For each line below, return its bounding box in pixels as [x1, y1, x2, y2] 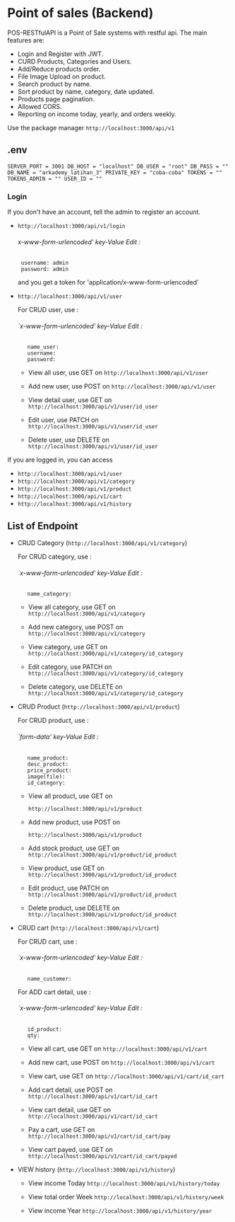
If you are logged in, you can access [7, 455, 113, 464]
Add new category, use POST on [28, 623, 123, 632]
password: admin [20, 265, 69, 273]
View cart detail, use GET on [28, 1106, 112, 1114]
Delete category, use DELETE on [28, 683, 123, 691]
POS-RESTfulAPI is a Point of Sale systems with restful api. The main [7, 28, 207, 37]
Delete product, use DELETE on [28, 903, 120, 912]
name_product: [27, 754, 69, 762]
